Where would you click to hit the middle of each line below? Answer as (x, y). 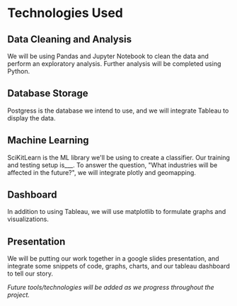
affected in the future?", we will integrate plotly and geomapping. (102, 172)
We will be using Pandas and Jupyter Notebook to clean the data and (108, 56)
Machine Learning (48, 141)
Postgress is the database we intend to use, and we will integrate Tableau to (118, 110)
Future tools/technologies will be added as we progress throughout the (111, 288)
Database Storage (48, 93)
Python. (19, 71)
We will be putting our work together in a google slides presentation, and (113, 259)
